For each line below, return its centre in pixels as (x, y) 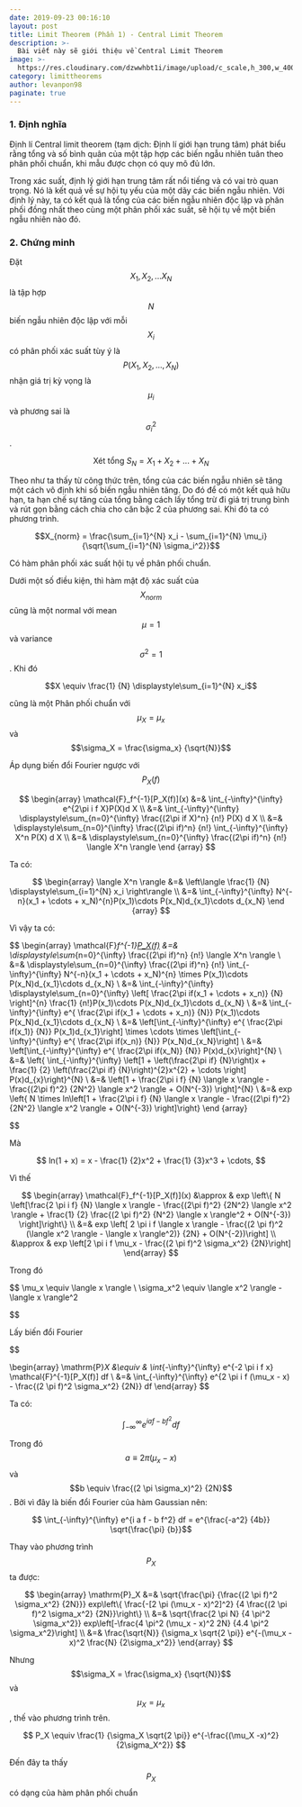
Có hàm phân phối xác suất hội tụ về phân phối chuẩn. (110, 563)
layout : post (34, 26)
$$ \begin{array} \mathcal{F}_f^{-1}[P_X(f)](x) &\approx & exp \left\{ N (151, 1195)
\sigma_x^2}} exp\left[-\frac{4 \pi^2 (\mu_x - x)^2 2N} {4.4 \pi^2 (151, 1623)
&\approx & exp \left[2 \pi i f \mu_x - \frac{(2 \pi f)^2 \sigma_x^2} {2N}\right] (151, 1243)
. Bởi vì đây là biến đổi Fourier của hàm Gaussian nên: (109, 1502)
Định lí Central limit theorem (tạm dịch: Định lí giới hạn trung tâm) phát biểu (147, 144)
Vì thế (20, 1177)
